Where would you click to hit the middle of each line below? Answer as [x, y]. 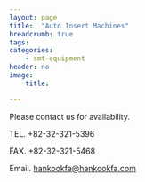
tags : [19, 42]
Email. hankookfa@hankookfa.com [72, 168]
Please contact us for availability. [70, 116]
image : [21, 75]
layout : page [33, 17]
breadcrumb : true [41, 34]
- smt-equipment [56, 59]
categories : [31, 51]
